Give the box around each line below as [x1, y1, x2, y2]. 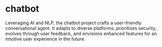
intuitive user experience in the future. [5, 36, 86, 42]
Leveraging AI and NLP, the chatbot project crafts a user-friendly [5, 20, 142, 26]
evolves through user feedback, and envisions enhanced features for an [5, 30, 157, 36]
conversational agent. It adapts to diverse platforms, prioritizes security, [5, 25, 157, 31]
